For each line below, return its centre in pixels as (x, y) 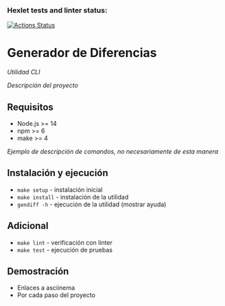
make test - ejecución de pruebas (65, 250)
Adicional (28, 226)
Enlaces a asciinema (46, 288)
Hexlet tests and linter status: (57, 10)
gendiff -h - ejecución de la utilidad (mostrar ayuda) (92, 204)
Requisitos (30, 107)
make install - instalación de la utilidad (73, 197)
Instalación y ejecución (58, 173)
